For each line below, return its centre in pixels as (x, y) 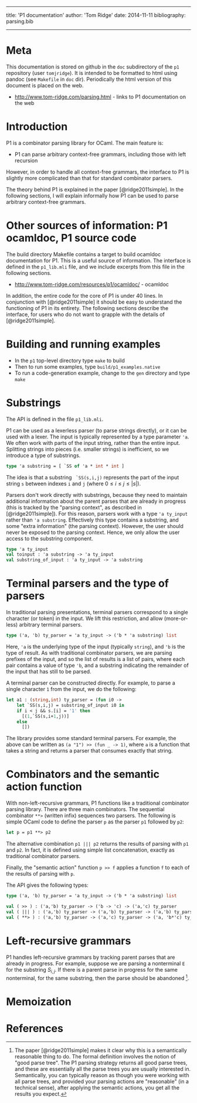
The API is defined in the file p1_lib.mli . (55, 419)
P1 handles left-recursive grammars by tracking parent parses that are (91, 957)
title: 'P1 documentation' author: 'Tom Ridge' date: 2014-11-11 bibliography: (96, 15)
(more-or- (176, 618)
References (35, 1029)
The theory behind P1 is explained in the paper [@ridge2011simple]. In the (95, 189)
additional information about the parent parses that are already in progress (96, 501)
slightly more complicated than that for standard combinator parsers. (89, 178)
